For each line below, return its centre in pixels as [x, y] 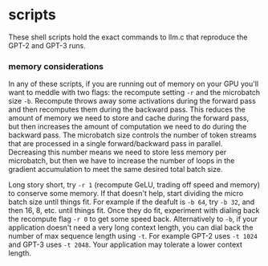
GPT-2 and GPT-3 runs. [47, 45]
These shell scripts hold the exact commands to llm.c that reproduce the [128, 37]
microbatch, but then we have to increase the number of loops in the [122, 161]
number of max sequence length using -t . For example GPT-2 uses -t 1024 [133, 236]
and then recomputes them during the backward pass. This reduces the [127, 109]
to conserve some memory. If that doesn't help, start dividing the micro [126, 194]
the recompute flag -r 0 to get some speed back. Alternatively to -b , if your [133, 219]
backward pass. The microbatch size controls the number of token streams [132, 135]
